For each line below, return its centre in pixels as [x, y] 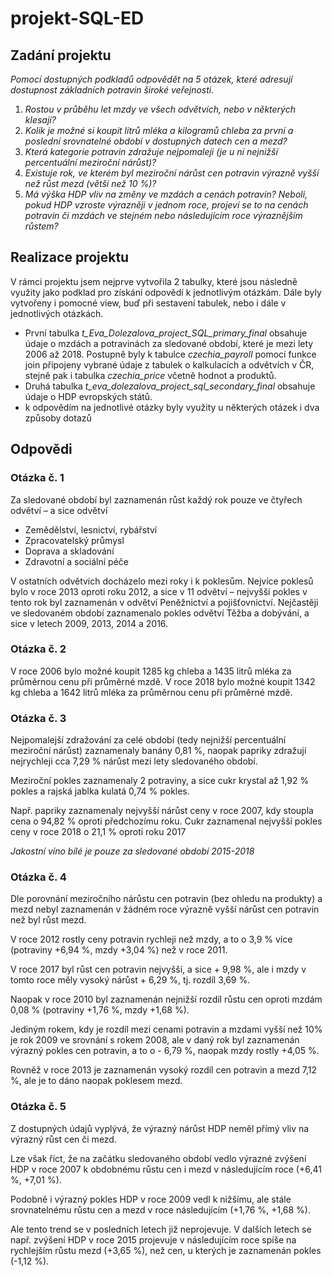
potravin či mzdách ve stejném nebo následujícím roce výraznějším [163, 215]
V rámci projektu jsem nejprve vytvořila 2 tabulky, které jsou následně [154, 281]
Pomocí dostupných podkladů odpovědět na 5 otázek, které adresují [151, 79]
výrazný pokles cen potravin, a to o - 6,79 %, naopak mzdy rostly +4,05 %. [165, 1051]
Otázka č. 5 [38, 1107]
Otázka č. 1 [37, 478]
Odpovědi [41, 449]
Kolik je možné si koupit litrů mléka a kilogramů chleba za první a [159, 130]
